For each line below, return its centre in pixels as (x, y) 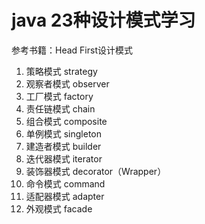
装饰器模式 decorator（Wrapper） (96, 171)
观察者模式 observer (67, 83)
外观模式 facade (59, 208)
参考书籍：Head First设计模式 (72, 50)
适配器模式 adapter (65, 196)
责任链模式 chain (60, 108)
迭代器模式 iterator (64, 158)
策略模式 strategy (61, 71)
